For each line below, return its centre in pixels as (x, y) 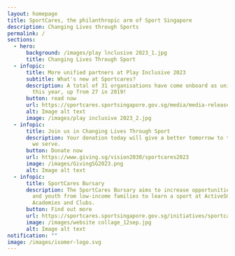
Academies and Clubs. (64, 203)
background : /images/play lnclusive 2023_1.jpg (97, 53)
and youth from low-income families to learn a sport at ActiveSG (131, 196)
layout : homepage (33, 14)
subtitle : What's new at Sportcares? (81, 79)
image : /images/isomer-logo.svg (54, 242)
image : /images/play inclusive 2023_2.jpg (88, 118)
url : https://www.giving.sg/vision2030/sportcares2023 (107, 157)
